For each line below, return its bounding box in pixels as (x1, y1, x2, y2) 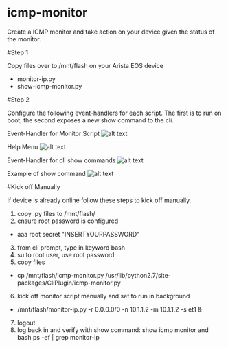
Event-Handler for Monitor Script (7, 129, 100, 138)
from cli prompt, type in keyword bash (16, 243, 126, 252)
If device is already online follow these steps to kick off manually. (7, 196, 192, 204)
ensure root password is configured (16, 217, 119, 225)
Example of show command (7, 169, 86, 177)
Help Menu (7, 142, 38, 151)
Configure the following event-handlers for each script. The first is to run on (7, 109, 222, 117)
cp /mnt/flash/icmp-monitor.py (16, 271, 104, 279)
